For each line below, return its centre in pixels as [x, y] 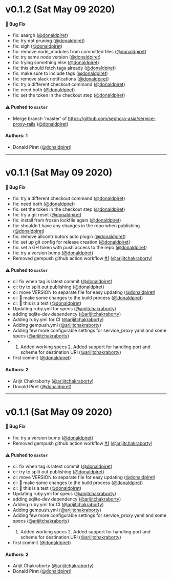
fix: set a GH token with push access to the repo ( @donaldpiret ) [80, 248]
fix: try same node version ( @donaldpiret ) [57, 57]
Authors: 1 [17, 136]
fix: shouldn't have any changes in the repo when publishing [76, 226]
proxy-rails [24, 124]
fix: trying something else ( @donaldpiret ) [56, 63]
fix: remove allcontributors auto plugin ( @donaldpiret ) [69, 236]
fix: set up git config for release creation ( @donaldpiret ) [71, 242]
